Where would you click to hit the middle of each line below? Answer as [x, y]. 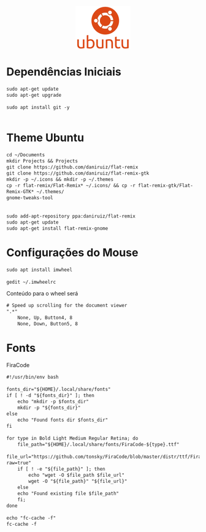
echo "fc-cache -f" [31, 518]
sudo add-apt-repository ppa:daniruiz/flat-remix [71, 216]
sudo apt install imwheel [39, 270]
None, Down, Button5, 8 [48, 324]
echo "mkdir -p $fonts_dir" [53, 401]
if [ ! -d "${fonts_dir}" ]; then [51, 395]
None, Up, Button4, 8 [45, 317]
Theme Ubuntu [45, 138]
